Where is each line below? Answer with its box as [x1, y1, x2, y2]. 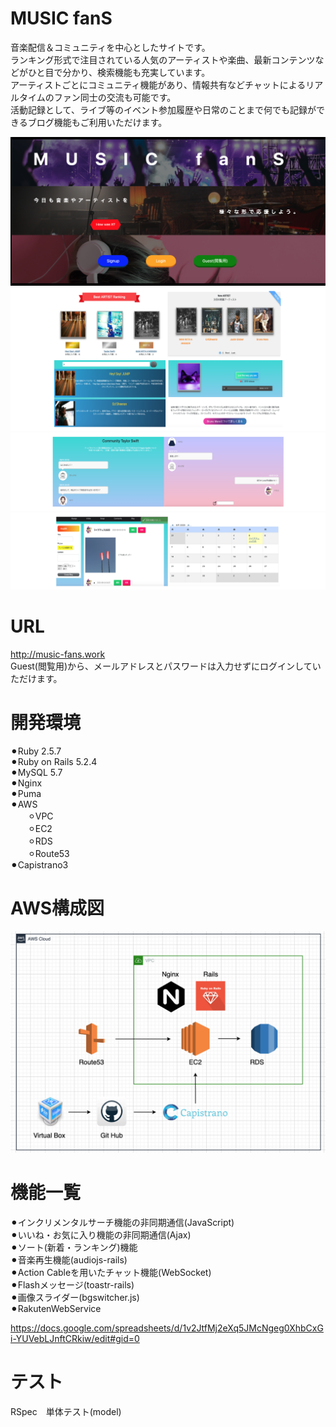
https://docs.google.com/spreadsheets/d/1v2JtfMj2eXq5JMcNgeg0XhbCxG [10, 1322, 324, 1334]
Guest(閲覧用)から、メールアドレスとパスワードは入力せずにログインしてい [10, 660, 322, 672]
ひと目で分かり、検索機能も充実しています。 [27, 66, 211, 78]
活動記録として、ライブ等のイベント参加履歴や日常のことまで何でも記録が [10, 103, 317, 116]
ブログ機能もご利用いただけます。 [27, 116, 168, 128]
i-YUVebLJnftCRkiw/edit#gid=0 [10, 1333, 140, 1345]
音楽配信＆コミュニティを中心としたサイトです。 [10, 41, 211, 53]
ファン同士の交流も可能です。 [53, 91, 177, 103]
